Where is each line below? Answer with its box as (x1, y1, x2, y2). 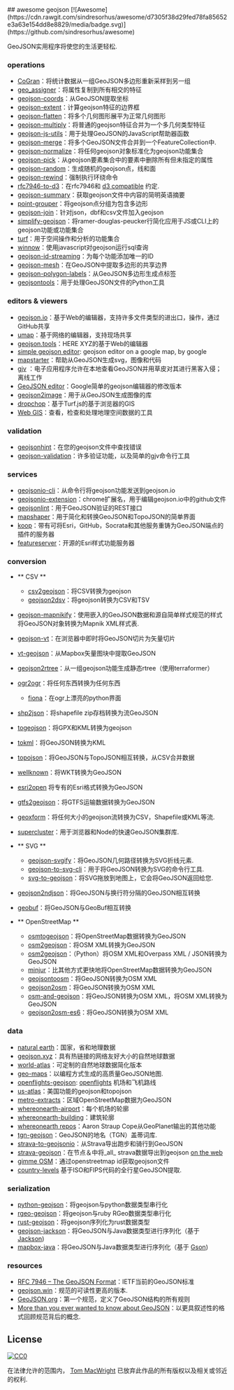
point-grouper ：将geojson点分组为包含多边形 (17, 200, 149, 208)
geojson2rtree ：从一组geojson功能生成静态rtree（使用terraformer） (17, 664, 214, 673)
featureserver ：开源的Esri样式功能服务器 (17, 539, 135, 547)
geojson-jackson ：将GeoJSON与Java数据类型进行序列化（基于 (17, 1227, 200, 1235)
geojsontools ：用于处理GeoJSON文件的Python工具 (17, 278, 166, 287)
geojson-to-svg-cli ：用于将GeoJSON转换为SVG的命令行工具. (27, 865, 205, 874)
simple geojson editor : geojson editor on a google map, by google (17, 347, 207, 355)
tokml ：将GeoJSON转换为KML (17, 738, 106, 747)
